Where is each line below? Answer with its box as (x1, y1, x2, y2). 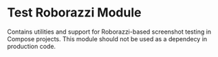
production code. (7, 42, 56, 50)
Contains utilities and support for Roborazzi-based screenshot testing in (7, 27, 212, 36)
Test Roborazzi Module (7, 5, 142, 21)
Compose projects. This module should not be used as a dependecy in (7, 34, 208, 43)
